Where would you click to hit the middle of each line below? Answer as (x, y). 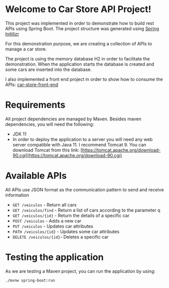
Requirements (35, 105)
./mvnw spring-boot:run (30, 280)
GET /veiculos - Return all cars (44, 204)
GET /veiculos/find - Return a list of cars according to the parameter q (86, 210)
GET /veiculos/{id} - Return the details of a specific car (71, 215)
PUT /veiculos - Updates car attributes (53, 226)
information (17, 195)
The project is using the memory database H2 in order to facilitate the (78, 58)
